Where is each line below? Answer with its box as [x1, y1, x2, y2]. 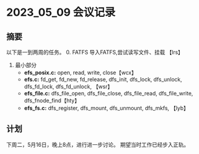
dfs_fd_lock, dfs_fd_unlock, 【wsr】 [24, 83, 113, 90]
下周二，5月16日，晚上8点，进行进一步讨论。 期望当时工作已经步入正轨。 [6, 141, 189, 148]
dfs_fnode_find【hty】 [24, 97, 80, 104]
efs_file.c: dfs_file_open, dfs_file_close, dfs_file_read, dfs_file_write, [24, 90, 194, 97]
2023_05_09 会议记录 [6, 5, 116, 19]
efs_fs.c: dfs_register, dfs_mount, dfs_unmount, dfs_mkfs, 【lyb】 [24, 104, 189, 112]
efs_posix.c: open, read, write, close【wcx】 [24, 69, 137, 76]
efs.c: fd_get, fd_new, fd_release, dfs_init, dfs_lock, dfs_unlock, [24, 76, 183, 83]
